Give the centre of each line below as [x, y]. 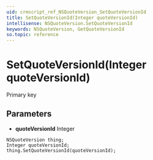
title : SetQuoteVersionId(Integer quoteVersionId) [72, 18]
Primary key [21, 95]
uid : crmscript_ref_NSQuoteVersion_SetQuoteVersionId [76, 12]
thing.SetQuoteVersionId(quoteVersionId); [61, 150]
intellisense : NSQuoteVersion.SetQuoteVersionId [69, 23]
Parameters [29, 114]
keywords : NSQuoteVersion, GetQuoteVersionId [65, 29]
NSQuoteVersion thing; [35, 140]
